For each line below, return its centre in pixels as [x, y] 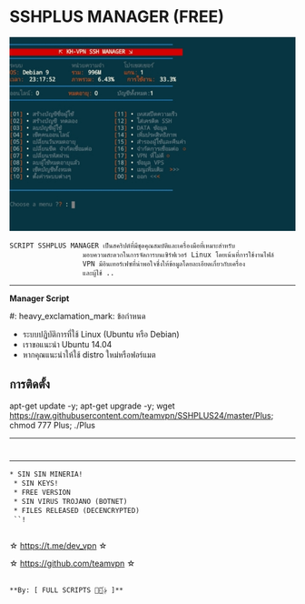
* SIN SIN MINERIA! [46, 475]
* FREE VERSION [42, 493]
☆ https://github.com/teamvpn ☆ [73, 564]
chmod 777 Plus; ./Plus [52, 426]
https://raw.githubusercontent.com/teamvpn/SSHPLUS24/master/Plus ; [142, 416]
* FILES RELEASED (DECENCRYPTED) [77, 511]
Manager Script [39, 298]
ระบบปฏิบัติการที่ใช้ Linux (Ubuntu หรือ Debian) [101, 335]
